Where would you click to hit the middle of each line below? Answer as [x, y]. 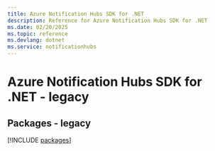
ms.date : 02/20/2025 [38, 27]
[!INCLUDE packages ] [39, 140]
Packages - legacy [49, 123]
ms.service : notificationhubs [52, 47]
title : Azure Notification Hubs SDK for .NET [76, 14]
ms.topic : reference [38, 34]
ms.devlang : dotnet [36, 40]
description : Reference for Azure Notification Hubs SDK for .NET [107, 21]
